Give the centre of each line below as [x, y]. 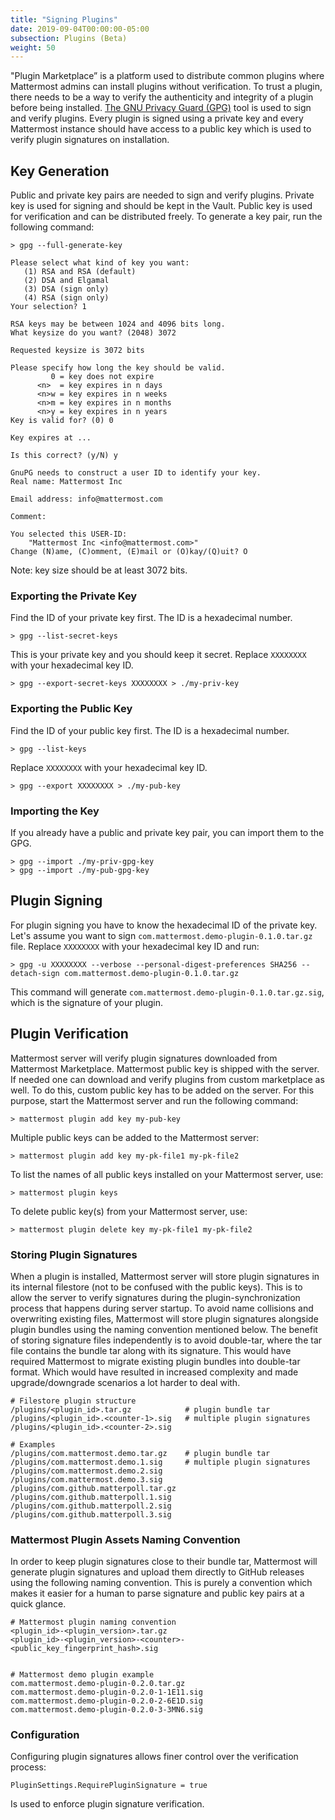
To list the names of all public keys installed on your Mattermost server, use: [167, 1174]
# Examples [33, 1444]
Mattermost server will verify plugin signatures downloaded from [144, 1058]
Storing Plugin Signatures [74, 1254]
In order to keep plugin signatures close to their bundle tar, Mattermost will [164, 1562]
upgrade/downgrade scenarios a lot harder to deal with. [125, 1382]
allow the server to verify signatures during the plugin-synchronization [155, 1297]
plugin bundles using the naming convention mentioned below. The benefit [164, 1329]
